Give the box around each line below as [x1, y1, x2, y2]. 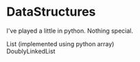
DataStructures [6, 4, 96, 20]
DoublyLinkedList [6, 47, 56, 55]
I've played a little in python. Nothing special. [6, 27, 134, 35]
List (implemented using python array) [6, 40, 115, 48]
